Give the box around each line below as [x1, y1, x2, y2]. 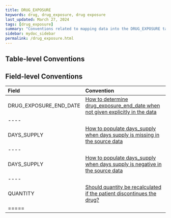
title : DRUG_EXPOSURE [5, 7, 51, 13]
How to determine [85, 96, 128, 103]
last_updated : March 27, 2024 [5, 17, 70, 22]
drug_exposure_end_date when [85, 102, 160, 110]
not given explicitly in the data [85, 108, 157, 116]
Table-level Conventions [5, 54, 85, 64]
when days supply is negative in [85, 161, 162, 168]
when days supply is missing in [85, 131, 160, 139]
